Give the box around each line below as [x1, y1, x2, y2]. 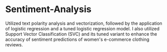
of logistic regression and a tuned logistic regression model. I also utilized [5, 25, 160, 31]
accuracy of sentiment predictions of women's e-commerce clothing [5, 36, 150, 42]
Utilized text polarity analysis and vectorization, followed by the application [5, 20, 162, 26]
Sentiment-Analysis [5, 4, 92, 15]
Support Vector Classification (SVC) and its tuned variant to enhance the [5, 31, 157, 37]
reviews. [5, 41, 23, 47]
